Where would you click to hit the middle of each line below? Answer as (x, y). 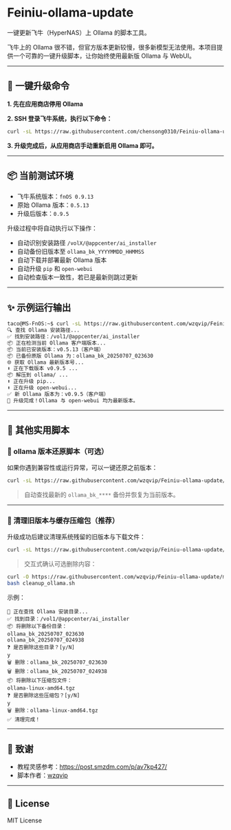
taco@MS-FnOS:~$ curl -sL (44, 324)
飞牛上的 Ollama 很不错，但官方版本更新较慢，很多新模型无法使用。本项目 (112, 47)
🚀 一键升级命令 (38, 86)
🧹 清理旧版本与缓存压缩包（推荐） (63, 521)
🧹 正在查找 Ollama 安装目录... (48, 612)
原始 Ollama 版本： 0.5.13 (53, 205)
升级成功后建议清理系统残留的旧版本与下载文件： (76, 537)
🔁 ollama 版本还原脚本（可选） (58, 451)
